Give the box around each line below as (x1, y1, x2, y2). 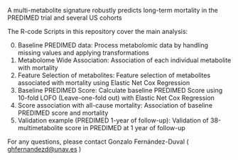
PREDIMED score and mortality (17, 109, 109, 117)
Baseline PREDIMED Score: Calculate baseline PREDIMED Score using (17, 86, 222, 94)
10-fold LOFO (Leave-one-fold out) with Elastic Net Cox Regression (17, 93, 215, 102)
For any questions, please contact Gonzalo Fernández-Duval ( (7, 137, 190, 146)
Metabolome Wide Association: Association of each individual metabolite (17, 56, 232, 64)
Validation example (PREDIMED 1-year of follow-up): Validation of (17, 116, 210, 125)
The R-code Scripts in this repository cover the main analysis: (7, 28, 188, 35)
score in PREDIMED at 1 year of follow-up (65, 124, 186, 132)
